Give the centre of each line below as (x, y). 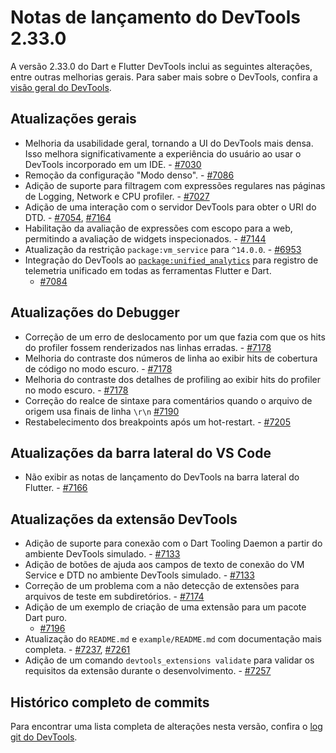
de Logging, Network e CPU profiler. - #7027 (117, 196)
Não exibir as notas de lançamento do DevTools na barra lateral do (162, 477)
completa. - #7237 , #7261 (77, 650)
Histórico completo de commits (110, 702)
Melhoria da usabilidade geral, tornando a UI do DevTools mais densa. (169, 143)
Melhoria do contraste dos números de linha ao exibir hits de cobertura (171, 358)
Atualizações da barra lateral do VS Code (141, 452)
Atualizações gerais (73, 119)
